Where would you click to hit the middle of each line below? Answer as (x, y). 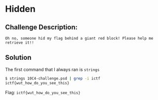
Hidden (20, 9)
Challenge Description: (41, 27)
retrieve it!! (20, 43)
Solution (18, 58)
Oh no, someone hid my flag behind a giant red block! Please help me (79, 38)
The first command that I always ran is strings (52, 69)
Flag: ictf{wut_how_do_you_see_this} (43, 92)
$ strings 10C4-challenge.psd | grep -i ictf (53, 78)
